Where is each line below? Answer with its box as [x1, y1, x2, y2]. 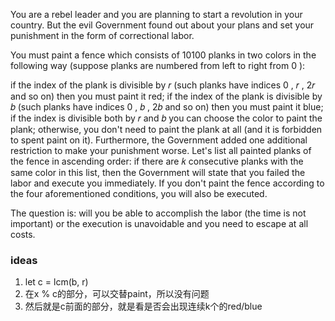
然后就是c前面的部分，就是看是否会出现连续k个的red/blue [24, 300, 263, 313]
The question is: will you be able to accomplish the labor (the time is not [10, 207, 307, 219]
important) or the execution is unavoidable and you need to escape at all [10, 218, 309, 229]
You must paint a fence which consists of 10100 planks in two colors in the [10, 49, 317, 61]
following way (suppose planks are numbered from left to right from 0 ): [10, 60, 306, 71]
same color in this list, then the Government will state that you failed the [10, 167, 306, 178]
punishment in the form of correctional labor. [10, 30, 195, 41]
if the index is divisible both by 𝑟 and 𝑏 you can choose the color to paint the [10, 112, 323, 124]
